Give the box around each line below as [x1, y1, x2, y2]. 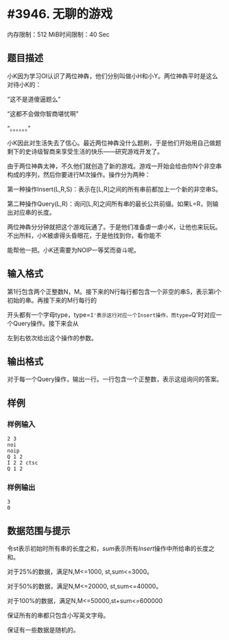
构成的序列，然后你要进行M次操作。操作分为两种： [7, 170, 151, 178]
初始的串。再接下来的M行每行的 [7, 296, 97, 304]
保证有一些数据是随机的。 [7, 626, 80, 635]
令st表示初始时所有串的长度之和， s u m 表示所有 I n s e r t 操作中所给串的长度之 [7, 545, 215, 553]
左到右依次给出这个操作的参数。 [7, 333, 97, 342]
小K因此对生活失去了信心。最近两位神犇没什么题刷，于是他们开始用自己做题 [7, 139, 221, 147]
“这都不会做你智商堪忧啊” [7, 109, 79, 117]
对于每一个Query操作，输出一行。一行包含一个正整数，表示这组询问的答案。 [7, 375, 223, 383]
